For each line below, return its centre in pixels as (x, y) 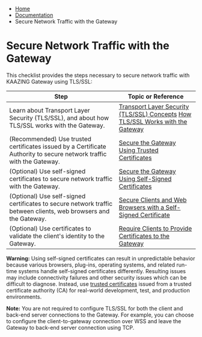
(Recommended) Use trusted (50, 139)
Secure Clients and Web (153, 200)
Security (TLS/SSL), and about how (59, 118)
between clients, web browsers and (60, 211)
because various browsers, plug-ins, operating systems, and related (91, 265)
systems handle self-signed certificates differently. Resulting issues (102, 271)
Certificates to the (144, 236)
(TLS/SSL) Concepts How (155, 114)
